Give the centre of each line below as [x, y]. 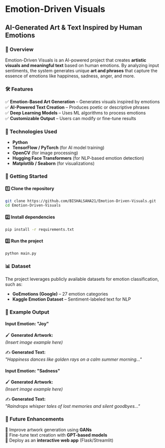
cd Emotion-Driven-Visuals [33, 205]
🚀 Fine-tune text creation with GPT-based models [56, 435]
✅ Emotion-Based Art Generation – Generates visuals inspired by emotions [82, 102]
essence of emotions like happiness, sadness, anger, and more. [70, 76]
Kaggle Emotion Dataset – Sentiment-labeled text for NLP [72, 299]
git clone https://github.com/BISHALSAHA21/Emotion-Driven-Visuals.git [81, 201]
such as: [14, 284]
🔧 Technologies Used [31, 131]
